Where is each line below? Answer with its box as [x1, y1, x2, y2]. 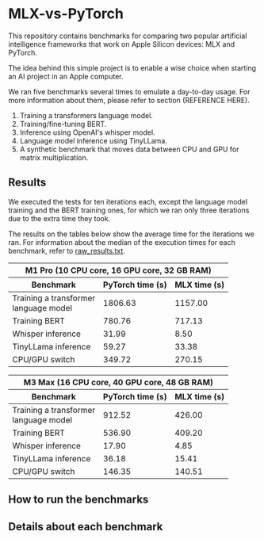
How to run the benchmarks [8, 493, 149, 507]
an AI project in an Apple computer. [8, 71, 124, 81]
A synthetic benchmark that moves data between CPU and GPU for [19, 144, 239, 154]
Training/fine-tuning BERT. [19, 119, 107, 128]
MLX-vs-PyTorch [8, 5, 124, 23]
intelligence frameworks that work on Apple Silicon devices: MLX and [8, 39, 235, 48]
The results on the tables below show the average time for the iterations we [8, 229, 255, 239]
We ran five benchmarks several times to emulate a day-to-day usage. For [8, 86, 251, 96]
